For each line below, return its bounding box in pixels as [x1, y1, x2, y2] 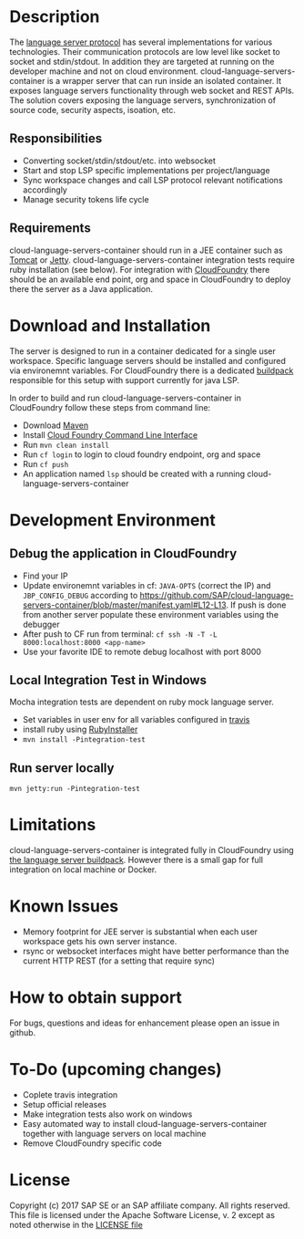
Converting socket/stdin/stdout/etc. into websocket [22, 155, 217, 166]
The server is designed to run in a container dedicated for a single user [9, 345, 276, 357]
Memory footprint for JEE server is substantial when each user [22, 926, 258, 937]
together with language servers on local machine [22, 1128, 207, 1139]
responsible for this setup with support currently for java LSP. [9, 374, 239, 385]
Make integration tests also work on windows [22, 1109, 193, 1119]
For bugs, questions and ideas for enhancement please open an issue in [9, 1017, 280, 1028]
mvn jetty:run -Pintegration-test [9, 785, 141, 794]
